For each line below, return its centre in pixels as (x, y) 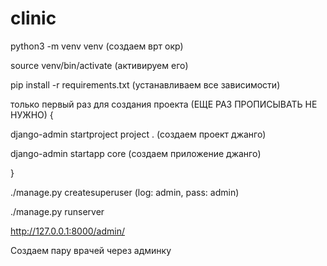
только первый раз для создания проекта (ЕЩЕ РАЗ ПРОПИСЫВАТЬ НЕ (164, 104)
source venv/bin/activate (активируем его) (99, 65)
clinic (33, 18)
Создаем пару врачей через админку (91, 250)
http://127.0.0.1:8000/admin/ (68, 231)
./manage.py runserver (57, 211)
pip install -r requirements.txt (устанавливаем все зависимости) (145, 84)
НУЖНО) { (32, 114)
